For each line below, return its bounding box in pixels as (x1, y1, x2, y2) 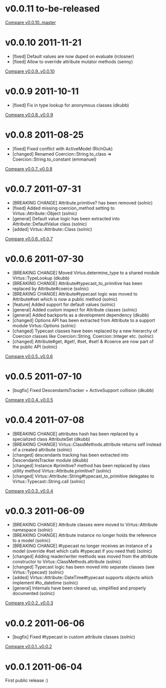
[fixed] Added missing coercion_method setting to (12, 205, 115, 211)
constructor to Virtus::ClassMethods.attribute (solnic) (12, 559, 121, 565)
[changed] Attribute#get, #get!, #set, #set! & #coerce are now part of (12, 338, 154, 344)
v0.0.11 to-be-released (5, 3, 100, 14)
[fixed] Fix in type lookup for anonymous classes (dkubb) (12, 102, 129, 108)
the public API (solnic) (12, 344, 58, 350)
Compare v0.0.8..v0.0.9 (5, 111, 54, 117)
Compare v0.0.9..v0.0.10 (5, 68, 55, 74)
